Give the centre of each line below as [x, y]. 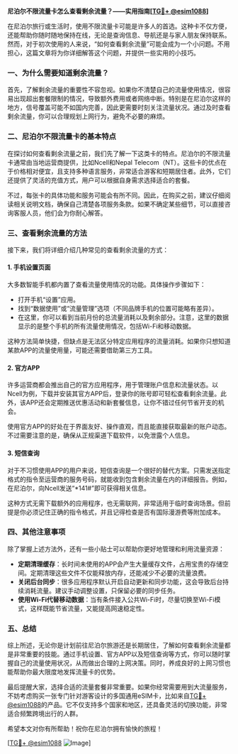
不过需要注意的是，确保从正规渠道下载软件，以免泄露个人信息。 [100, 435]
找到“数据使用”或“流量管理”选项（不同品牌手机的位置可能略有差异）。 [118, 309]
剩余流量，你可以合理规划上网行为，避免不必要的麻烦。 [88, 116]
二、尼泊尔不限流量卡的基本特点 [62, 136]
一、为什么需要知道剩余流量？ [58, 72]
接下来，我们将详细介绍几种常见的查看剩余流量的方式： [88, 250]
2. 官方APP [24, 368]
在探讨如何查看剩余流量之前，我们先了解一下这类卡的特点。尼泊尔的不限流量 [119, 153]
